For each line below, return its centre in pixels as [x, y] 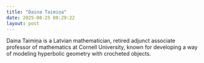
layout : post [23, 23]
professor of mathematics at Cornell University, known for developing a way [102, 47]
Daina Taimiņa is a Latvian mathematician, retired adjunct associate [91, 41]
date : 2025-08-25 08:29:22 [41, 18]
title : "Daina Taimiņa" [37, 12]
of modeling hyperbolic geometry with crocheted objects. [79, 54]
